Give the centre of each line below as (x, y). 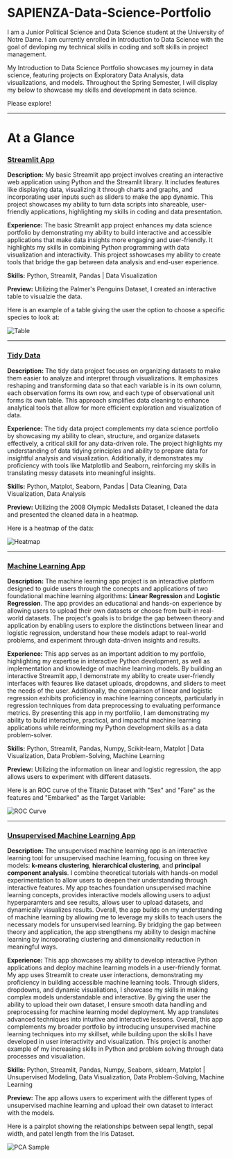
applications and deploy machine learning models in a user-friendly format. (114, 967)
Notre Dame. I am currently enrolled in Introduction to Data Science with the (115, 39)
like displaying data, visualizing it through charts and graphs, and (100, 190)
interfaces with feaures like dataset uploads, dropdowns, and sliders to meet (116, 684)
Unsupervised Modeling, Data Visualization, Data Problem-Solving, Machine (116, 1077)
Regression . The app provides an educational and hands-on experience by (114, 604)
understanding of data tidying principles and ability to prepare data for (107, 451)
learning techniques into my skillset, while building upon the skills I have (110, 1034)
